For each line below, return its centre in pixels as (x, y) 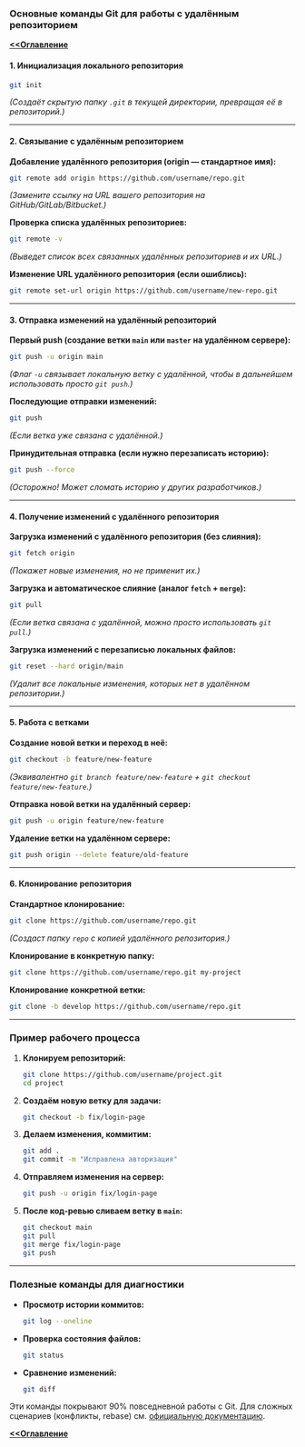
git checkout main (57, 1228)
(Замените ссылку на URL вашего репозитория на (108, 195)
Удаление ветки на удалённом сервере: (90, 838)
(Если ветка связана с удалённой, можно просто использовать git (141, 622)
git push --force (42, 470)
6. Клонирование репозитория (70, 883)
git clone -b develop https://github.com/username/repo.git (126, 1006)
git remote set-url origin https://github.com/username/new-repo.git (144, 291)
